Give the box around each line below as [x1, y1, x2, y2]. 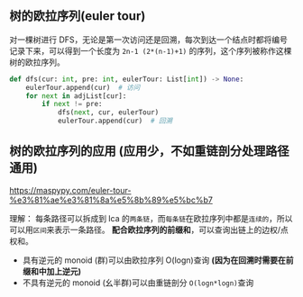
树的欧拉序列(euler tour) [9, 8, 146, 24]
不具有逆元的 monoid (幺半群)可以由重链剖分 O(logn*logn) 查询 [22, 277, 254, 288]
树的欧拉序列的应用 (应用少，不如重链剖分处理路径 [9, 143, 289, 159]
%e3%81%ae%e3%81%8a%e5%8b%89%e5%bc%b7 [9, 194, 214, 205]
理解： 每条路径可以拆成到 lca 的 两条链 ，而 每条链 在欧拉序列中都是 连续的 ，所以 [9, 212, 293, 223]
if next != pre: [41, 100, 103, 109]
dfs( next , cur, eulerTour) [57, 108, 160, 117]
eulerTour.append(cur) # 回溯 [57, 116, 173, 126]
